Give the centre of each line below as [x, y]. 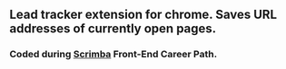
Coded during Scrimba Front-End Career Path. [113, 55]
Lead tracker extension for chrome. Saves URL [143, 15]
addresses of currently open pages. [113, 29]
